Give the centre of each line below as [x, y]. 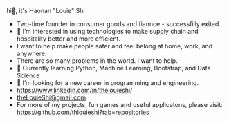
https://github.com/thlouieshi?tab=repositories [83, 112]
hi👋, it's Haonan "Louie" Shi [46, 11]
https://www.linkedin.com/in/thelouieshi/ [74, 90]
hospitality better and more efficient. [68, 39]
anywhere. [31, 53]
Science [28, 75]
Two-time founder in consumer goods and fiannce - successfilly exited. [118, 24]
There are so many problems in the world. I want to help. [97, 61]
